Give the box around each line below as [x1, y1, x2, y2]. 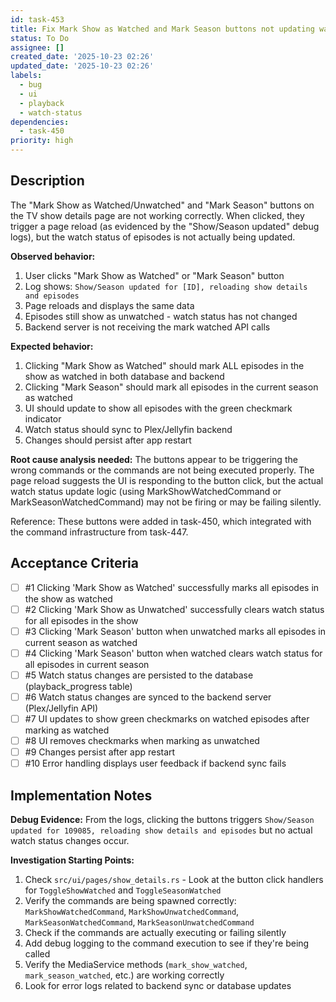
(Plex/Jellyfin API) [24, 702, 99, 714]
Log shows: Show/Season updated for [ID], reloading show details [24, 280, 308, 292]
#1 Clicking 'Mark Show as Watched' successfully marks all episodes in [24, 581, 320, 593]
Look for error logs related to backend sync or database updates [24, 980, 292, 992]
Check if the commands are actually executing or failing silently [24, 927, 287, 939]
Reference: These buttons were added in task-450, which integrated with [10, 515, 312, 527]
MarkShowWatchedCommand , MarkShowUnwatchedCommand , [24, 906, 240, 918]
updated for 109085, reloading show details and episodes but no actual [10, 824, 313, 836]
